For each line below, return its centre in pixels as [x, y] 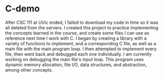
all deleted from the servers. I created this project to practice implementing [82, 27]
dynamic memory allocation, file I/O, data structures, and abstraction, [76, 65]
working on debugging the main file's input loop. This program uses [75, 59]
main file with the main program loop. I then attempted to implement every [81, 49]
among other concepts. [29, 70]
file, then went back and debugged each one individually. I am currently [79, 54]
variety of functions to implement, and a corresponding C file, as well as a [81, 43]
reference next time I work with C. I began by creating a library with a [76, 38]
